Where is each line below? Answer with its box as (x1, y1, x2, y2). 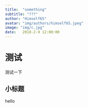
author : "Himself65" (5, 16, 47, 21)
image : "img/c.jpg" (5, 25, 45, 30)
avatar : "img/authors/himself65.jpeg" (5, 20, 84, 26)
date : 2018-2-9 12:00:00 (5, 30, 60, 35)
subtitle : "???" (5, 12, 38, 17)
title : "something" (5, 7, 47, 12)
